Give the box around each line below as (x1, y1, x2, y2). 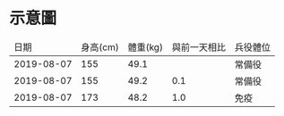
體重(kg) (127, 41, 164, 54)
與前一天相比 (171, 41, 227, 54)
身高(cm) (80, 41, 119, 54)
